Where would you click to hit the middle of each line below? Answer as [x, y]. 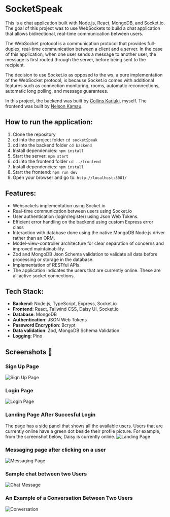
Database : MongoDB [35, 314]
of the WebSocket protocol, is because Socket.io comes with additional [80, 80]
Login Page [20, 390]
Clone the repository [34, 134]
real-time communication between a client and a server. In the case [92, 49]
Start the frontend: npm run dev [45, 172]
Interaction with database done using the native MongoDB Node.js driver [89, 232]
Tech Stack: [25, 291]
